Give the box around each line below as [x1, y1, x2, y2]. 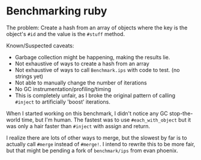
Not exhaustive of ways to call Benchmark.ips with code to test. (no [14, 66, 180, 73]
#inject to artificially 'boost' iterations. [14, 98, 111, 105]
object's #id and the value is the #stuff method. [6, 30, 125, 37]
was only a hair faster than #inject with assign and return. [6, 122, 151, 129]
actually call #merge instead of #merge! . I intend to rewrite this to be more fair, [6, 140, 196, 147]
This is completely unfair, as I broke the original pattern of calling [14, 92, 176, 99]
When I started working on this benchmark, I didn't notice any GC [6, 110, 168, 117]
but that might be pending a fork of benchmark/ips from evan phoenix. [6, 147, 179, 154]
